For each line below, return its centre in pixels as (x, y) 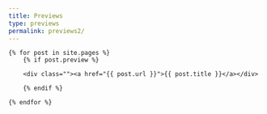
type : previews (34, 23)
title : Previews (36, 16)
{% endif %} (43, 89)
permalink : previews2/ (47, 31)
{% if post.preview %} (61, 60)
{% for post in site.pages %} (59, 53)
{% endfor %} (30, 103)
